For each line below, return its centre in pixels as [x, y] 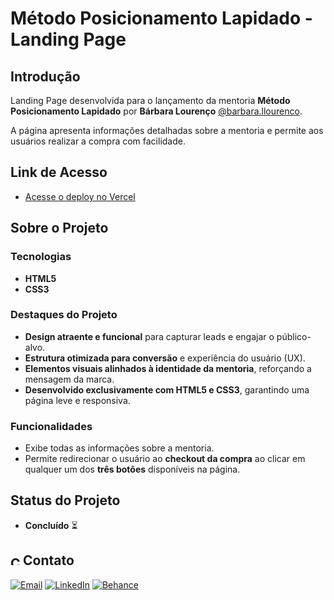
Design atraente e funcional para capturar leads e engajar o [149, 336]
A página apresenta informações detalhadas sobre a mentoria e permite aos [167, 130]
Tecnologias [41, 257]
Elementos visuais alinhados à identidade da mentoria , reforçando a [168, 368]
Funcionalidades [51, 426]
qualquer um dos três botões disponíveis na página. [132, 469]
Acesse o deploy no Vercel [80, 196]
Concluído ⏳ [51, 525]
